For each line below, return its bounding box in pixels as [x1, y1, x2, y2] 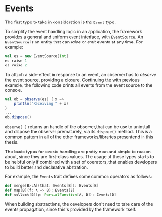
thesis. [5, 139, 18, 145]
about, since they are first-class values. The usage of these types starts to [5, 153, 154, 159]
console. [5, 87, 23, 93]
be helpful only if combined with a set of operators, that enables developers [5, 159, 157, 165]
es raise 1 [5, 58, 27, 63]
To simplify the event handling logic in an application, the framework [5, 28, 142, 34]
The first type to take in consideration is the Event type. [5, 19, 116, 25]
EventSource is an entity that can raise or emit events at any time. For [5, 39, 143, 44]
